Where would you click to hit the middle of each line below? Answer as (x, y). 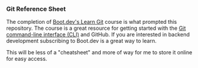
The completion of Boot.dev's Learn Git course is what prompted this (91, 22)
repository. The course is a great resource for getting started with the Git (96, 28)
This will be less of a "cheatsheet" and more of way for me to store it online (99, 52)
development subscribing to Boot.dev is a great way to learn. (82, 41)
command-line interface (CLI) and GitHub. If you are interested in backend (98, 35)
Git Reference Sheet (36, 9)
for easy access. (27, 59)
